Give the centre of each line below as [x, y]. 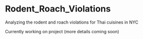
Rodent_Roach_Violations [58, 9]
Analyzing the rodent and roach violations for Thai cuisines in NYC [72, 22]
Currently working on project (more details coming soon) [62, 31]
